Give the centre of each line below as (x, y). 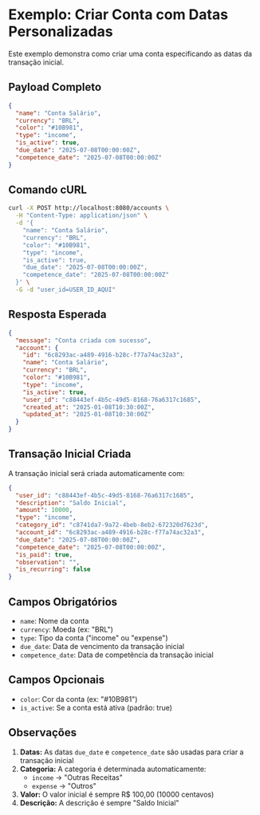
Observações (43, 732)
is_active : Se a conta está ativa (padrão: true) (96, 707)
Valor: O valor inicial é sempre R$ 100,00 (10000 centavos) (117, 794)
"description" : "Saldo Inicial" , (71, 503)
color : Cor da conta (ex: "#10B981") (79, 699)
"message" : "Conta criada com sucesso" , (83, 341)
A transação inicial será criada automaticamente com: (97, 473)
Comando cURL (48, 190)
